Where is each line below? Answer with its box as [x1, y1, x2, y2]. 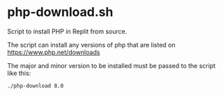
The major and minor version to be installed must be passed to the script [7, 61, 216, 70]
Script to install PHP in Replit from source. [7, 27, 128, 35]
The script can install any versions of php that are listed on [7, 40, 176, 49]
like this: [7, 69, 31, 77]
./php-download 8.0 [7, 82, 64, 89]
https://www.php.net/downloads [7, 48, 100, 56]
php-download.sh [7, 4, 114, 20]
